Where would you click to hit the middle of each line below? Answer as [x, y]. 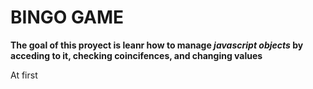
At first [24, 75]
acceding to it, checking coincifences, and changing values [136, 55]
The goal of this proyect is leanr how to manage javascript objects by [157, 45]
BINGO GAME [67, 17]
